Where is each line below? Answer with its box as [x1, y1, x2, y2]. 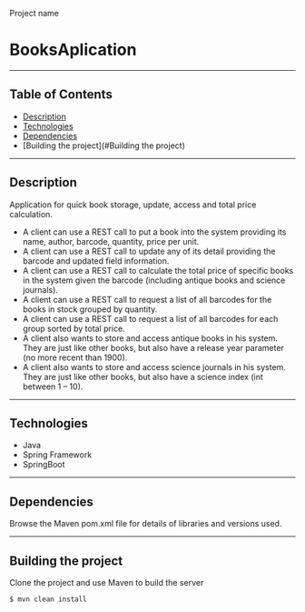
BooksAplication [9, 40, 137, 60]
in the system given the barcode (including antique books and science [22, 275, 286, 286]
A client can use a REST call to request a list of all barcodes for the [22, 294, 272, 305]
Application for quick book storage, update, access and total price [9, 199, 257, 210]
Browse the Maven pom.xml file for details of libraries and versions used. [9, 518, 282, 529]
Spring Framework [22, 449, 93, 460]
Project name [9, 8, 60, 18]
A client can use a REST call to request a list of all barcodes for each [22, 313, 279, 324]
